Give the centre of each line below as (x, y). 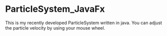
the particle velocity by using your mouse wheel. (55, 28)
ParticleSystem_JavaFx (55, 9)
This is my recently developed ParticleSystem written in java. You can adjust (84, 23)
